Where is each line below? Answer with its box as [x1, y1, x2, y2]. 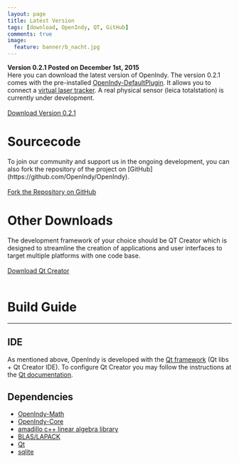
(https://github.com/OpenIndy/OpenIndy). [7, 172, 129, 180]
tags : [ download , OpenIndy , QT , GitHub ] [7, 24, 129, 31]
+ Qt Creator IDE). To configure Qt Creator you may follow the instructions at [7, 362, 232, 371]
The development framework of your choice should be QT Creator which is [7, 236, 228, 245]
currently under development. [7, 93, 95, 102]
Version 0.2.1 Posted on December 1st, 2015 [7, 63, 140, 71]
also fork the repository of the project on [7, 165, 127, 173]
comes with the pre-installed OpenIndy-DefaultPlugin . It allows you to [7, 78, 211, 86]
